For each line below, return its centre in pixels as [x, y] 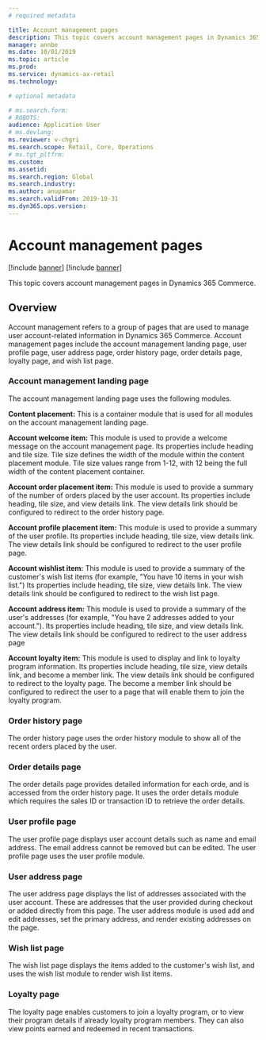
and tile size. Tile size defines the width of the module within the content [127, 454]
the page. [24, 927]
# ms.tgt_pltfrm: [37, 154]
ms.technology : [33, 81]
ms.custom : [26, 162]
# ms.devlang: [32, 133]
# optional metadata [42, 96]
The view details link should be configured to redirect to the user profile [125, 544]
